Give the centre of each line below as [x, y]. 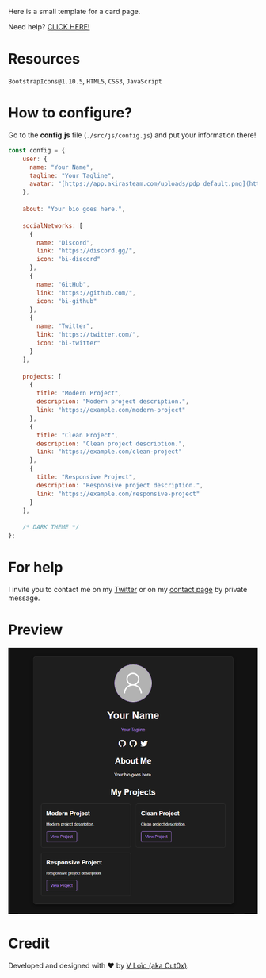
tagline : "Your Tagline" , [72, 175]
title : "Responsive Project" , [86, 477]
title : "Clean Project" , [78, 435]
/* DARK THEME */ [51, 527]
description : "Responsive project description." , [120, 485]
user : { [35, 159]
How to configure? [70, 113]
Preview [36, 630]
